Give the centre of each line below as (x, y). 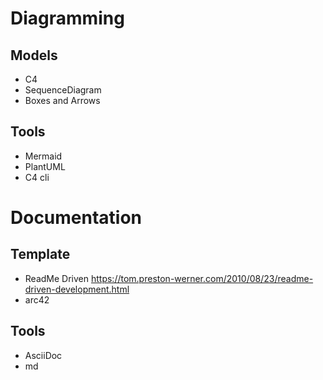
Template (40, 254)
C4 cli (37, 177)
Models (34, 55)
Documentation (76, 218)
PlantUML (45, 166)
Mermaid (43, 156)
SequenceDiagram (63, 90)
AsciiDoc (43, 355)
